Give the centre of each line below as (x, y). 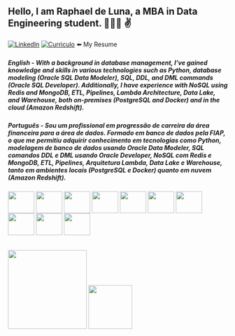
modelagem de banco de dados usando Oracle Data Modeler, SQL (106, 147)
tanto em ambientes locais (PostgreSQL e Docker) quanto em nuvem (110, 170)
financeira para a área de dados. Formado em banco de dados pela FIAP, (117, 133)
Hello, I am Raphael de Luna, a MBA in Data (103, 12)
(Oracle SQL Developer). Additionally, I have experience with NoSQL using (118, 85)
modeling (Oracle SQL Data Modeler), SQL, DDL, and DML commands (111, 78)
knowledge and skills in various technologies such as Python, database (115, 70)
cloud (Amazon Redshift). (46, 107)
